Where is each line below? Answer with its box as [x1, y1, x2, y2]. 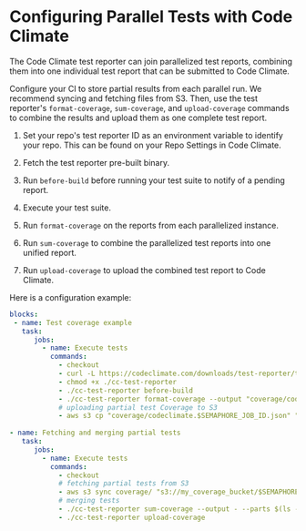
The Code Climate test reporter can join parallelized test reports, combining [9, 56, 293, 66]
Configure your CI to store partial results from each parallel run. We [9, 83, 262, 94]
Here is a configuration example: [9, 291, 132, 302]
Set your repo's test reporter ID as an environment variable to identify [22, 129, 284, 140]
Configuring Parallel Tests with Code [9, 6, 293, 27]
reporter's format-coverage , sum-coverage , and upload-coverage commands [9, 102, 290, 113]
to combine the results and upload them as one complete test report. [9, 112, 268, 123]
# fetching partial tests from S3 [57, 479, 189, 488]
